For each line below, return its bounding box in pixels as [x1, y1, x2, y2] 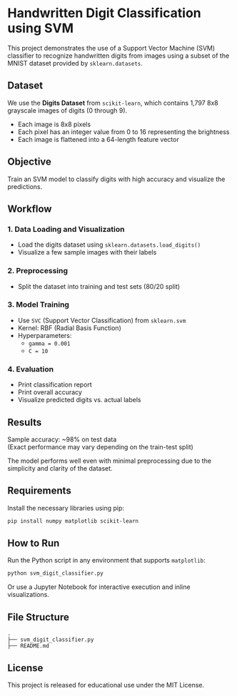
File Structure [7, 611, 69, 623]
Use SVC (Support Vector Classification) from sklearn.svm [17, 316, 186, 324]
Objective [7, 155, 52, 168]
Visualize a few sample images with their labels [17, 248, 157, 257]
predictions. [7, 182, 43, 190]
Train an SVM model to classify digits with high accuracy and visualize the [7, 175, 226, 183]
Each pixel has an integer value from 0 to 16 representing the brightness [17, 127, 230, 136]
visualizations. [7, 590, 50, 599]
